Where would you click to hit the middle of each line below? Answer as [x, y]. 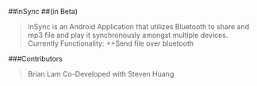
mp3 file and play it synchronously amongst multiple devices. [128, 35]
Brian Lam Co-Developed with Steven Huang [101, 74]
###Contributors [36, 59]
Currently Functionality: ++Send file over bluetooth [111, 43]
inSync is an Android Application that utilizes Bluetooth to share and [138, 26]
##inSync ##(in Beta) [43, 11]
